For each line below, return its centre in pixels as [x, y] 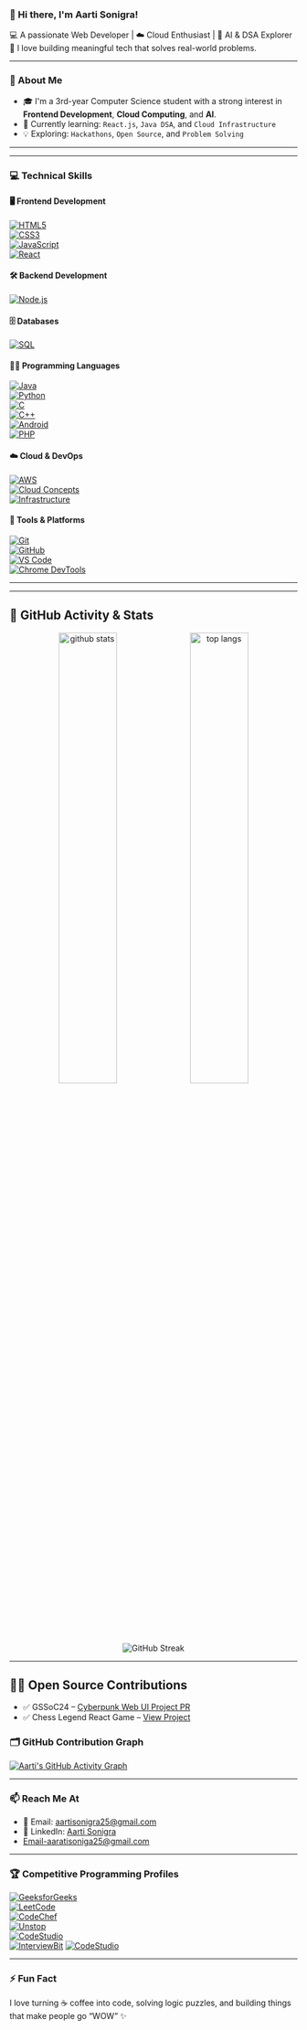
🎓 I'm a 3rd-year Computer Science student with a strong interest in [153, 101]
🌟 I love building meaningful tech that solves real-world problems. [133, 48]
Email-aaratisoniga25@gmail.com [86, 1841]
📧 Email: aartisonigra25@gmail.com [90, 1822]
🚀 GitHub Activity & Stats [82, 616]
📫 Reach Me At [44, 1798]
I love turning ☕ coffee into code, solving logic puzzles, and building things [150, 2003]
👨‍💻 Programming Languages [65, 366]
